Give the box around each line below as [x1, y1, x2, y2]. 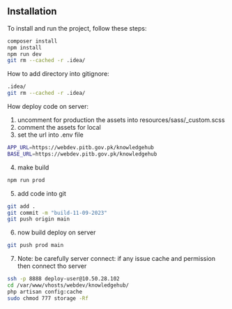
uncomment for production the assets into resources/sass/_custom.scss [17, 116, 225, 124]
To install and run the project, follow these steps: [7, 24, 148, 32]
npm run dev [7, 50, 42, 58]
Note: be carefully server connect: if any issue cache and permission [17, 255, 216, 263]
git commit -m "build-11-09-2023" [7, 209, 108, 216]
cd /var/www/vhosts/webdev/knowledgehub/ [7, 282, 130, 289]
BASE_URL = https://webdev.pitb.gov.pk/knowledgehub [7, 150, 157, 158]
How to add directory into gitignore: [7, 70, 109, 78]
